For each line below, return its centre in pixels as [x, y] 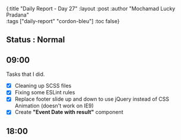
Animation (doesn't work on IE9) [54, 106]
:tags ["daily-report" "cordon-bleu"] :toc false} [63, 21]
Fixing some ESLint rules [45, 93]
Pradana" [18, 15]
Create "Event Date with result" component [69, 112]
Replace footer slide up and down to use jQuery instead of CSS [92, 99]
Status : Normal [36, 40]
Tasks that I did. [26, 74]
